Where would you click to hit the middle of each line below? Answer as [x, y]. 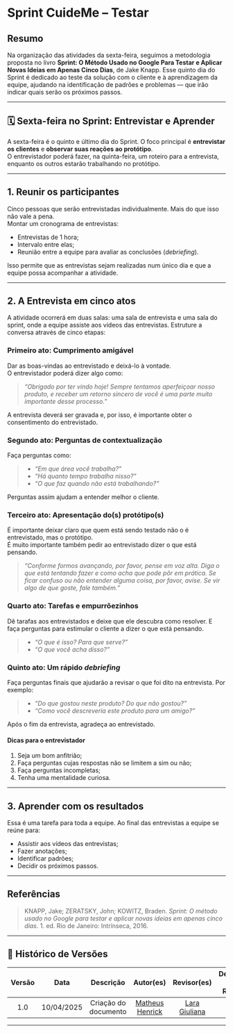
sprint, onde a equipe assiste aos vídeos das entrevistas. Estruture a [105, 325]
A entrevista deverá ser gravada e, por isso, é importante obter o [100, 414]
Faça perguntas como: [39, 455]
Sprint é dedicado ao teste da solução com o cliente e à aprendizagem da [113, 77]
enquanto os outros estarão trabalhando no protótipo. [84, 163]
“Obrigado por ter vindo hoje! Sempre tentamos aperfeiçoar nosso [119, 387]
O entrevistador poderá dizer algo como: [65, 373]
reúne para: [24, 830]
